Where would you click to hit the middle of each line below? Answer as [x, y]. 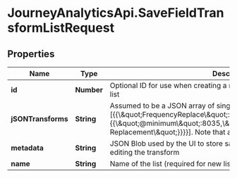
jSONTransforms [39, 119]
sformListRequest [61, 28]
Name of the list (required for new [166, 164]
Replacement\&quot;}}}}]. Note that [168, 132]
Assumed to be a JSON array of [162, 106]
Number [89, 90]
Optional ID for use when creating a [168, 85]
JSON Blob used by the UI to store [166, 144]
